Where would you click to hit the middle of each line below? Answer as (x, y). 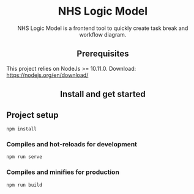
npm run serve (24, 157)
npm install (21, 129)
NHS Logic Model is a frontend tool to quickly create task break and (103, 28)
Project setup (33, 115)
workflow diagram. (103, 34)
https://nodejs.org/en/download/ (47, 75)
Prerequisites (103, 54)
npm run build (24, 185)
